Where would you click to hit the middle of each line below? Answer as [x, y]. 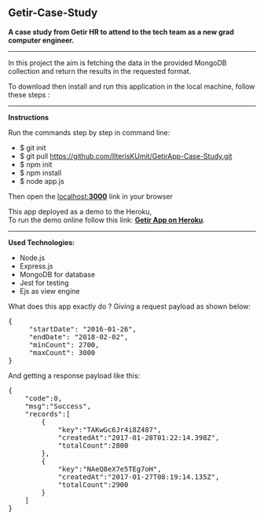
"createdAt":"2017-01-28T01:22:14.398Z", [139, 438]
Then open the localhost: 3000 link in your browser [90, 196]
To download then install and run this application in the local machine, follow [132, 86]
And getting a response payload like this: [74, 375]
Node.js [32, 258]
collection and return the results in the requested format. [100, 71]
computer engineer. [41, 40]
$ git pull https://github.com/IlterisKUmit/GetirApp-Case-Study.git [126, 156]
